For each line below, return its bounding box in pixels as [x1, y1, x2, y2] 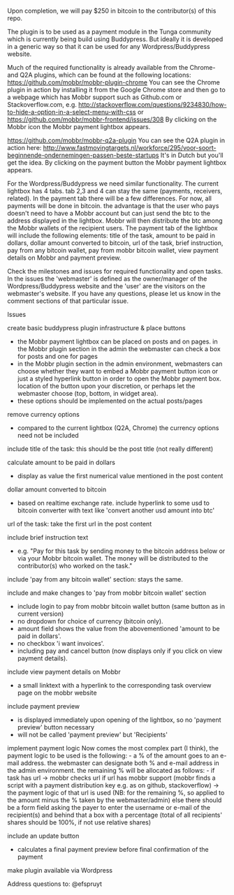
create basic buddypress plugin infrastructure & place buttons [7, 324, 187, 332]
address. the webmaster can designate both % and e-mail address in [20, 759, 220, 767]
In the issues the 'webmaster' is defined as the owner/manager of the [7, 274, 207, 283]
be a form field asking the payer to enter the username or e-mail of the [7, 804, 211, 811]
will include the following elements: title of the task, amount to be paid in [7, 231, 215, 239]
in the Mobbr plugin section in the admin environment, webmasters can [17, 360, 223, 368]
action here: [7, 144, 42, 151]
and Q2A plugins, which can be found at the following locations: [7, 71, 191, 79]
